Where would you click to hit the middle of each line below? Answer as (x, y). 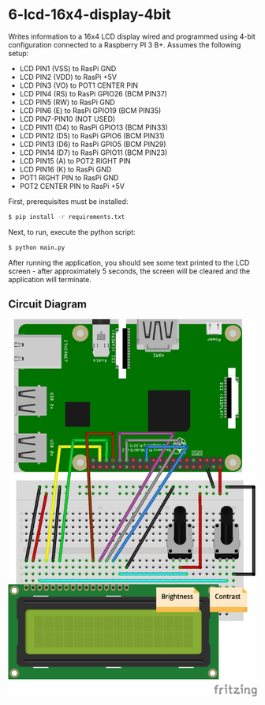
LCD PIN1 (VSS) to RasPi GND (68, 68)
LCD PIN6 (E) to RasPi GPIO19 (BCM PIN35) (90, 110)
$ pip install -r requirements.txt (67, 217)
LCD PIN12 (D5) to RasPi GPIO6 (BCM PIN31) (92, 135)
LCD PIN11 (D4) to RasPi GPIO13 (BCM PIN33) (93, 127)
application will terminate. (50, 279)
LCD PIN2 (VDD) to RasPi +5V (68, 77)
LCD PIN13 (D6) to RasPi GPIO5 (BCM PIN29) (93, 144)
